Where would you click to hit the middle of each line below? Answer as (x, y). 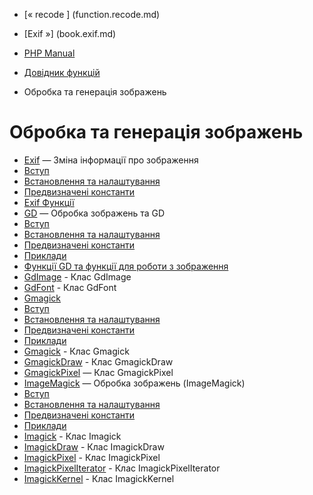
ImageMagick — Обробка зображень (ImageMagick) (134, 383)
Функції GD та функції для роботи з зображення (126, 266)
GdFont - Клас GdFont (70, 287)
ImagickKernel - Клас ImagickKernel (99, 478)
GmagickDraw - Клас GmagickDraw (98, 361)
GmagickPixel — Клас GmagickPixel (98, 372)
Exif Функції (49, 202)
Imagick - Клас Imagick (72, 436)
